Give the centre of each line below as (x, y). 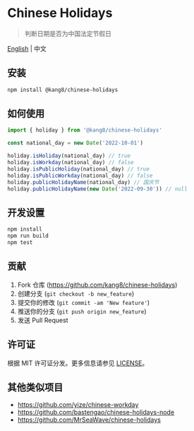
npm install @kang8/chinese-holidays (63, 90)
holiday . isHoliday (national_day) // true (69, 156)
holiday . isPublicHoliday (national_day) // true (79, 169)
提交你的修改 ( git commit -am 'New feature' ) (84, 302)
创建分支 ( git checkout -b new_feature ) (76, 293)
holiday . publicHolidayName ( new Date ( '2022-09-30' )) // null (98, 189)
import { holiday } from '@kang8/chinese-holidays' (85, 130)
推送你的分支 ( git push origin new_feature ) (82, 311)
